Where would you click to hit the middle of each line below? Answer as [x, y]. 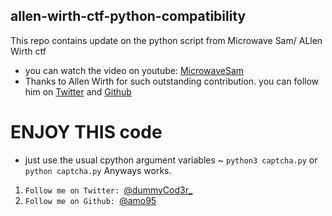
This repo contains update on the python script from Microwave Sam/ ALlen [166, 40]
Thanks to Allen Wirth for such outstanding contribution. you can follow [172, 81]
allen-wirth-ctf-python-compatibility [128, 16]
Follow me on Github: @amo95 [90, 200]
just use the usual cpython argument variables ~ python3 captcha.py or [171, 160]
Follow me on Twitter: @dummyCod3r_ [108, 190]
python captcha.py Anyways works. [98, 170]
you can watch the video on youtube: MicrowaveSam [134, 70]
